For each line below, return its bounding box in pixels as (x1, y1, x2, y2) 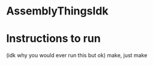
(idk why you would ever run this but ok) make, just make (6, 52, 148, 59)
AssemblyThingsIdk (6, 4, 109, 18)
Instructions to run (6, 32, 101, 46)
